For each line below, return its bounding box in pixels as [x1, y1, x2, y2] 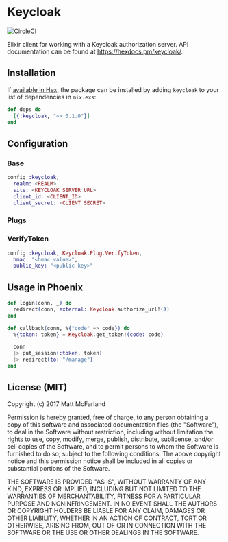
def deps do [7, 106, 41, 113]
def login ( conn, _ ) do [7, 300, 72, 307]
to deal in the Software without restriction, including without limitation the [7, 427, 214, 436]
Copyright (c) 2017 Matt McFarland [7, 399, 106, 408]
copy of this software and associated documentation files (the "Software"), [7, 420, 219, 429]
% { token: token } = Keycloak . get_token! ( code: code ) [13, 331, 164, 338]
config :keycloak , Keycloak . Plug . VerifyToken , [7, 250, 142, 257]
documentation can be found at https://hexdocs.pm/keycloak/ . [7, 47, 183, 56]
